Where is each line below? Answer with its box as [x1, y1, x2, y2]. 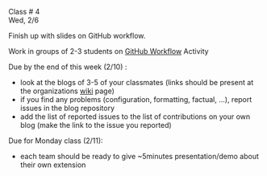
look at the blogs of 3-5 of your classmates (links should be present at [19, 78, 254, 87]
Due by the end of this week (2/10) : [8, 62, 127, 72]
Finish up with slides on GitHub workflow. [8, 31, 146, 40]
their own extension [19, 160, 86, 170]
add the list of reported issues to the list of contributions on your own [19, 112, 251, 121]
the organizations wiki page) [19, 86, 115, 96]
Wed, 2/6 [8, 15, 40, 25]
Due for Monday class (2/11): [8, 136, 103, 145]
